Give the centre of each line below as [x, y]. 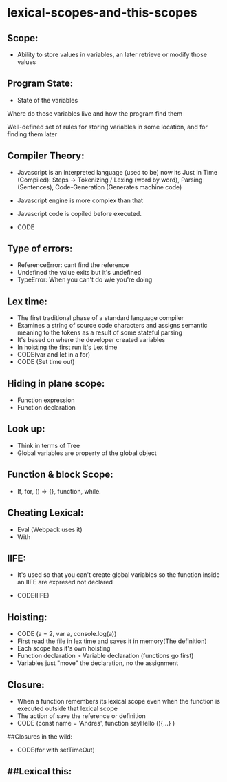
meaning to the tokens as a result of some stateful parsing [99, 332]
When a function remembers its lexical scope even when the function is [118, 701]
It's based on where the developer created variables [91, 340]
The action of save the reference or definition [81, 716]
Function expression [46, 400]
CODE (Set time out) [46, 362]
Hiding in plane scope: [56, 383]
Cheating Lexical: [45, 513]
